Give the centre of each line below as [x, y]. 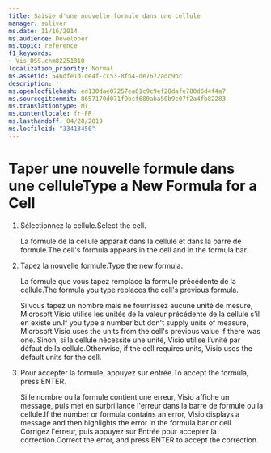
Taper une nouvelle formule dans [122, 169]
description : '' [36, 83]
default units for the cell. [61, 357]
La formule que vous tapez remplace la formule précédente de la [128, 281]
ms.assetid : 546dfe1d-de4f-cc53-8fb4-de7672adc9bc [95, 76]
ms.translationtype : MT [49, 106]
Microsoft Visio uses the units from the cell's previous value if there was [140, 331]
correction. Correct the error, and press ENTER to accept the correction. [139, 440]
